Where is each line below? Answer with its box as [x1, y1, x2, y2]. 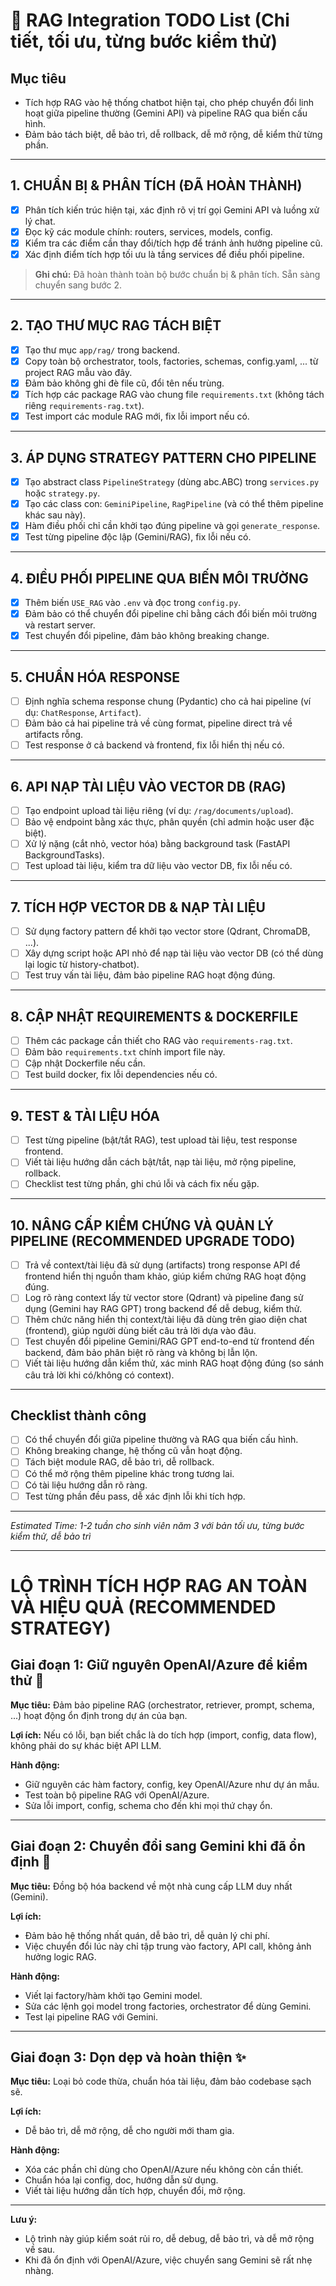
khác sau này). [24, 509, 86, 521]
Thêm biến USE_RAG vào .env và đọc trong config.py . [24, 597, 242, 609]
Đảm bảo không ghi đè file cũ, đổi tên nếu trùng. [24, 377, 225, 389]
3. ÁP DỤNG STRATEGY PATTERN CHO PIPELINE [10, 449, 317, 466]
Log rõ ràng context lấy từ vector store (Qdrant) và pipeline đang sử [24, 1292, 304, 1304]
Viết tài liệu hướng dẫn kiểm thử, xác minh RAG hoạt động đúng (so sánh [24, 1357, 325, 1369]
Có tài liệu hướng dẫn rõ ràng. [24, 1479, 148, 1491]
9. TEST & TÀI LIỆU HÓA [10, 1107, 161, 1124]
